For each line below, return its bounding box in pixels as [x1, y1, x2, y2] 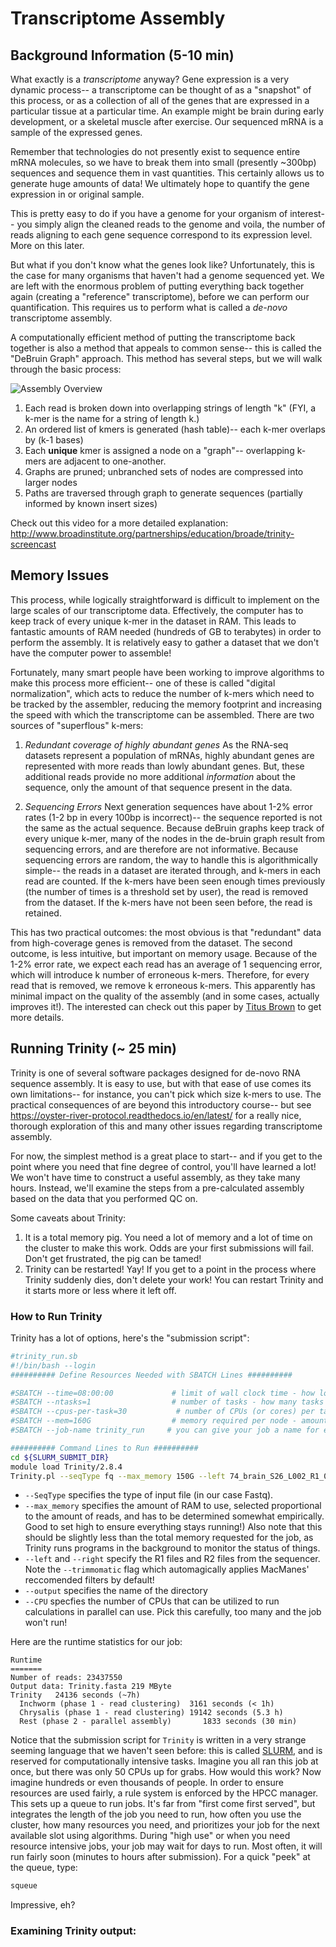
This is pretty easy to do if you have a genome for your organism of [10, 208, 288, 219]
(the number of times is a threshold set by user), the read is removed [24, 885, 309, 897]
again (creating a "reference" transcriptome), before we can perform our [10, 291, 310, 302]
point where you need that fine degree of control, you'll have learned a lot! [10, 1160, 317, 1172]
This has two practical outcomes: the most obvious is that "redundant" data [10, 926, 322, 938]
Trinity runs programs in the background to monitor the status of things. [24, 1542, 321, 1554]
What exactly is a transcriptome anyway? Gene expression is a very [10, 73, 290, 85]
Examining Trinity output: [10, 1924, 137, 1938]
